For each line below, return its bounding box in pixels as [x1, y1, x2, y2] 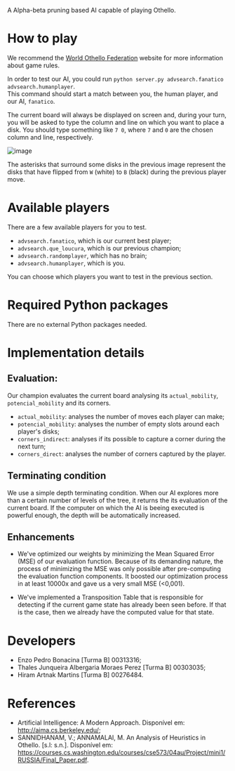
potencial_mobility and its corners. [7, 398, 111, 407]
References [7, 695, 76, 711]
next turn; [17, 442, 46, 450]
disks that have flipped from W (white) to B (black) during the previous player [7, 168, 227, 176]
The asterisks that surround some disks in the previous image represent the [7, 160, 226, 168]
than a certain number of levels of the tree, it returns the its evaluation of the [7, 496, 228, 504]
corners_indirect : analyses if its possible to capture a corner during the [17, 434, 226, 443]
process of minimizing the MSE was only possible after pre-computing [17, 565, 221, 573]
